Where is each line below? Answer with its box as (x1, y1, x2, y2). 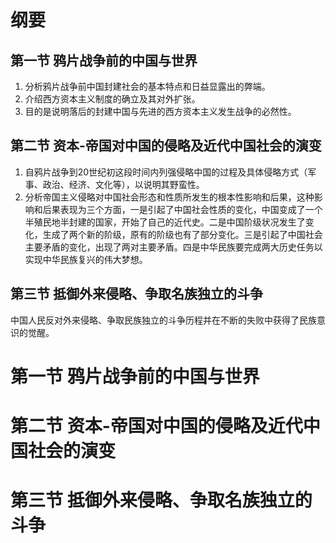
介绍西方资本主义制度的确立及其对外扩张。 (24, 93, 201, 105)
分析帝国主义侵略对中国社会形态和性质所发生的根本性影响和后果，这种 (24, 191, 315, 203)
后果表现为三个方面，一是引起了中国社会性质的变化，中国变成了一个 (42, 203, 323, 215)
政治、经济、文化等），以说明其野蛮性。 (42, 178, 205, 190)
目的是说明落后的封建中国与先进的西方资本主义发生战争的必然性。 (24, 106, 297, 117)
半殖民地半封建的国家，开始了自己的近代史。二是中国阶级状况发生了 (24, 216, 306, 228)
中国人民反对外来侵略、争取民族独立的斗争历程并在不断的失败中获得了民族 (10, 314, 317, 326)
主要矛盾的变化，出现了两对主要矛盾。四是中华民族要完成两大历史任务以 (24, 241, 323, 253)
